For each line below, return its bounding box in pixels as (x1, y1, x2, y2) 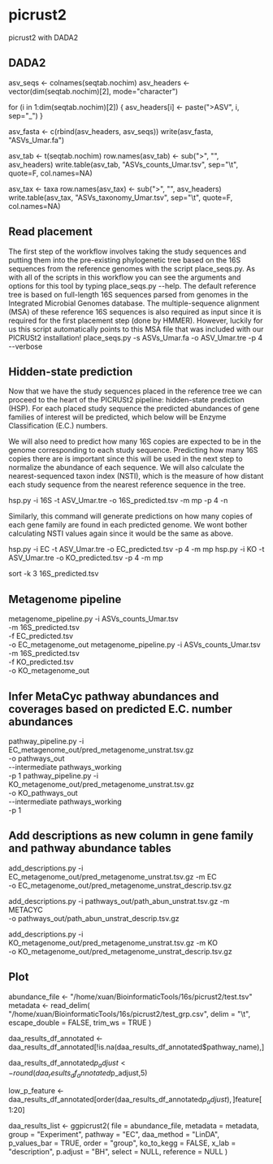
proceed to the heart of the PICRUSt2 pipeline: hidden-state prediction (8, 395, 245, 405)
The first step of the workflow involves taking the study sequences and (8, 246, 247, 256)
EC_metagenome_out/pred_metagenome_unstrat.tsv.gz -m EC (8, 871, 217, 881)
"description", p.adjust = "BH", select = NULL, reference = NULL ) (8, 1147, 228, 1157)
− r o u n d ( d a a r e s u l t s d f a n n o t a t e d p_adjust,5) (8, 1068, 148, 1080)
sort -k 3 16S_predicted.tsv (8, 569, 99, 579)
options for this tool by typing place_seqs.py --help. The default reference (8, 280, 257, 290)
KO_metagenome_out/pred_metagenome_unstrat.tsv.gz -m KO (8, 937, 218, 948)
